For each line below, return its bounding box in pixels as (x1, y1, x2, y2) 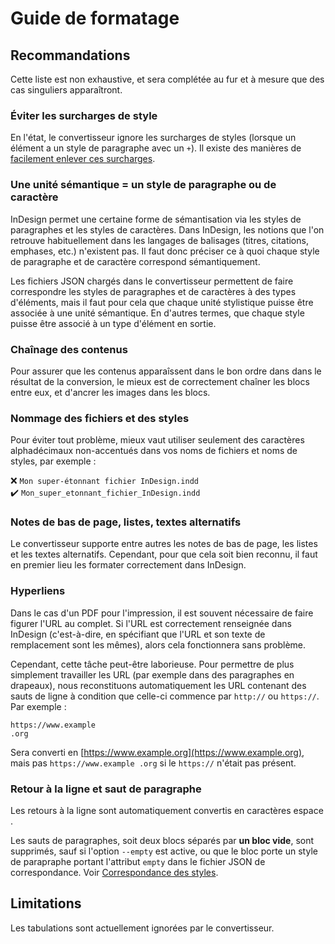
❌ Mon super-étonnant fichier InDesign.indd (10, 475, 199, 487)
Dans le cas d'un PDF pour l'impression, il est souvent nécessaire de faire (10, 607, 314, 619)
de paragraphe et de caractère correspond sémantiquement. (10, 255, 261, 267)
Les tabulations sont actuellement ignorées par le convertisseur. (10, 922, 275, 934)
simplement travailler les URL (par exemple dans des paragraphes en (10, 668, 295, 681)
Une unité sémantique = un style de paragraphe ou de (10, 178, 277, 192)
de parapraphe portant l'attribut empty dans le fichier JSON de (10, 856, 266, 868)
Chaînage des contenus (10, 342, 128, 356)
